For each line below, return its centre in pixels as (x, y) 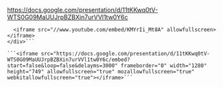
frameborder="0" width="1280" (164, 66)
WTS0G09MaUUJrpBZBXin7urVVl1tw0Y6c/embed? (69, 60)
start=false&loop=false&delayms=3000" (62, 66)
